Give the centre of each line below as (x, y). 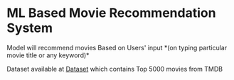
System (30, 28)
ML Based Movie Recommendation (111, 13)
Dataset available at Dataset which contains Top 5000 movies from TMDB (115, 69)
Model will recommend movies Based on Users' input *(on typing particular (117, 47)
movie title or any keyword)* (48, 55)
